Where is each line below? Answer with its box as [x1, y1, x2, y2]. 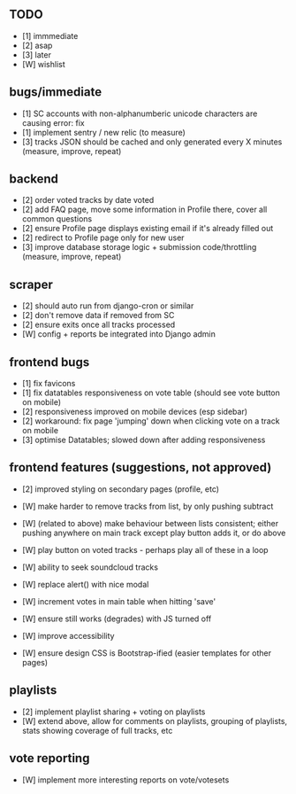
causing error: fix [21, 117, 86, 128]
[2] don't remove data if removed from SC [21, 310, 175, 321]
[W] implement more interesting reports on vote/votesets [21, 775, 230, 785]
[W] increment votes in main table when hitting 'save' [21, 595, 216, 606]
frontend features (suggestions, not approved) [9, 460, 272, 475]
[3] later [21, 49, 51, 60]
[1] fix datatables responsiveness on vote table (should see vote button [21, 387, 280, 398]
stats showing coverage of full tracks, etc [21, 725, 173, 736]
